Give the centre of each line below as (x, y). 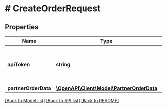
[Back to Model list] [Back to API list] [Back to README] (62, 100)
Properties (22, 27)
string (63, 65)
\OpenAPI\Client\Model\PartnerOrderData (107, 88)
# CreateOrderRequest (53, 9)
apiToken (19, 65)
